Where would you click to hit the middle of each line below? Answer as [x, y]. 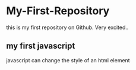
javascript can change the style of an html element [68, 60]
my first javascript [41, 46]
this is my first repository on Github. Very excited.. [67, 27]
